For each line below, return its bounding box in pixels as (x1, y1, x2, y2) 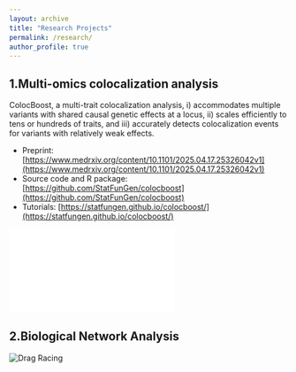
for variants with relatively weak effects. (9, 128, 155, 139)
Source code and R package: (21, 174, 128, 184)
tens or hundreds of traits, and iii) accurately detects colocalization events (9, 119, 279, 129)
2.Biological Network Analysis (9, 329, 179, 345)
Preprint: (21, 145, 55, 156)
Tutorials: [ (21, 202, 62, 213)
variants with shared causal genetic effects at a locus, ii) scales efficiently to (9, 109, 287, 120)
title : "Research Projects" (9, 23, 113, 33)
